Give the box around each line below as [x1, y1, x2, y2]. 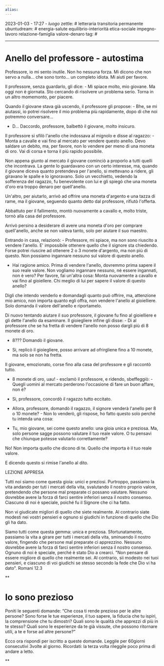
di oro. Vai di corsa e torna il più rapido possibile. [5, 148, 103, 154]
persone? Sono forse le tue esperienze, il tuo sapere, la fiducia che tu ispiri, [5, 613, 157, 619]
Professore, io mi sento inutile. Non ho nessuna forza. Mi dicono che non [5, 69, 151, 75]
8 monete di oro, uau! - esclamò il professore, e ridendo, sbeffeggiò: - [12, 376, 153, 382]
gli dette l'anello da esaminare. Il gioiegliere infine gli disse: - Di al [5, 317, 137, 323]
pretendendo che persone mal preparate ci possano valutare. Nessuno [5, 489, 147, 495]
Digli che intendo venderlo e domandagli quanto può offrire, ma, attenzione [5, 292, 156, 298]
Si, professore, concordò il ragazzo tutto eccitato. [12, 396, 112, 402]
